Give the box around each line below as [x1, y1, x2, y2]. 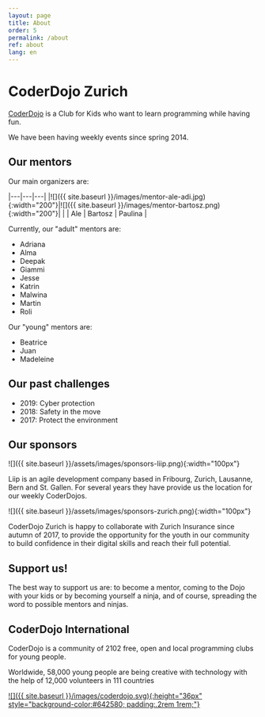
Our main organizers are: [8, 176, 89, 186]
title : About [8, 19, 51, 27]
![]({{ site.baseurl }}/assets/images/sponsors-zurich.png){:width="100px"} [8, 506, 252, 516]
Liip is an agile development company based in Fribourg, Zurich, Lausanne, [8, 475, 253, 484]
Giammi [19, 265, 45, 274]
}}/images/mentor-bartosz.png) [117, 200, 221, 210]
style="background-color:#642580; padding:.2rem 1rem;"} [8, 700, 200, 709]
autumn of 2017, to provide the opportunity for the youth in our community [8, 530, 250, 540]
